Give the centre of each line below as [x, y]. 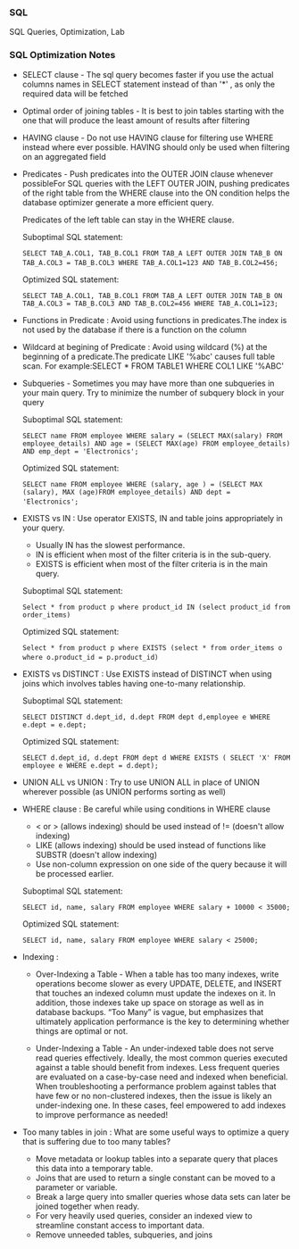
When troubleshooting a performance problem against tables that [156, 1086]
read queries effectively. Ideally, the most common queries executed [162, 1057]
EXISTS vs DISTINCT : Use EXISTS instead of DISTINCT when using [147, 674]
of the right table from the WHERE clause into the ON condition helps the [156, 193]
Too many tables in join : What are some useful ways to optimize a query [156, 1132]
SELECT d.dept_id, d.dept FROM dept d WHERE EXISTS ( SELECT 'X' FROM [156, 758]
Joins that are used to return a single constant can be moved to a [155, 1178]
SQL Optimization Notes [62, 55]
